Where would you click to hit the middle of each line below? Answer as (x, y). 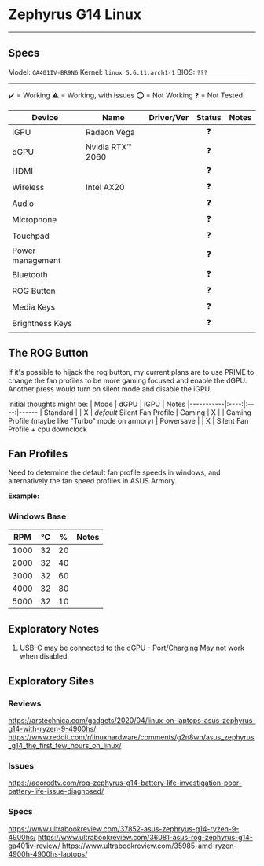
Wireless (28, 188)
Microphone (35, 220)
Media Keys (34, 307)
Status (209, 117)
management (37, 260)
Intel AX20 (105, 188)
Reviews (25, 703)
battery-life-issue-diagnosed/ (56, 791)
